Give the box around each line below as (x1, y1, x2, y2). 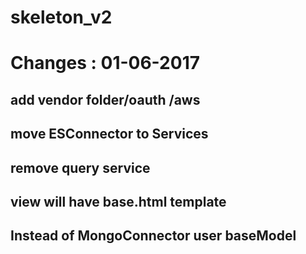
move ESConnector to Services (10, 126, 209, 143)
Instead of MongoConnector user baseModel (10, 227, 297, 245)
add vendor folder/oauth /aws (10, 91, 201, 108)
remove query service (10, 159, 151, 176)
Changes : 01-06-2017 (10, 52, 200, 75)
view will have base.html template (10, 193, 227, 210)
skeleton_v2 (10, 6, 113, 29)
